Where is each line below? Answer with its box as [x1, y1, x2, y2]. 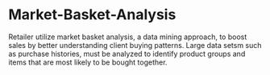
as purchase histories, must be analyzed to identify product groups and [8, 49, 246, 58]
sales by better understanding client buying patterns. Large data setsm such [8, 40, 262, 49]
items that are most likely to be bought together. [8, 57, 168, 67]
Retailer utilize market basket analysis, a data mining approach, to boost [8, 32, 247, 41]
